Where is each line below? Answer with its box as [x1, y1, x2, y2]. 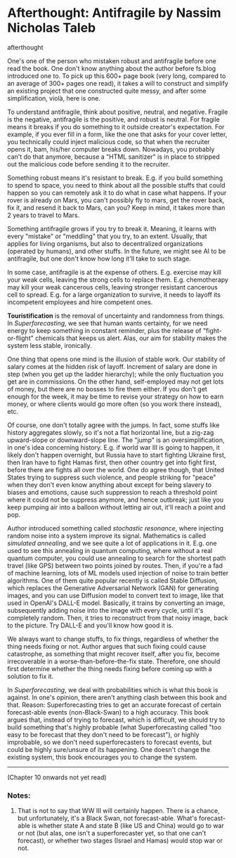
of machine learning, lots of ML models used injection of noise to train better [7, 568, 229, 577]
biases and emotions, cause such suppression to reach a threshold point [7, 488, 218, 496]
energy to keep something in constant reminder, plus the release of [7, 326, 202, 334]
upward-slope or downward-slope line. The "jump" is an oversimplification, [7, 436, 225, 444]
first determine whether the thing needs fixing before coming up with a [7, 664, 212, 672]
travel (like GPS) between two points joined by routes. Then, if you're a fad [7, 561, 223, 570]
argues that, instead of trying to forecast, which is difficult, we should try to [7, 715, 225, 724]
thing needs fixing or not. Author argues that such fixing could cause [7, 642, 206, 651]
